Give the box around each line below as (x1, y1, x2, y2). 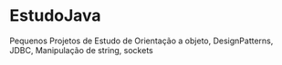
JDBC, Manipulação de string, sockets (9, 44, 153, 55)
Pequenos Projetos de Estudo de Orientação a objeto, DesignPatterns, (9, 35, 274, 46)
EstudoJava (9, 5, 102, 26)
